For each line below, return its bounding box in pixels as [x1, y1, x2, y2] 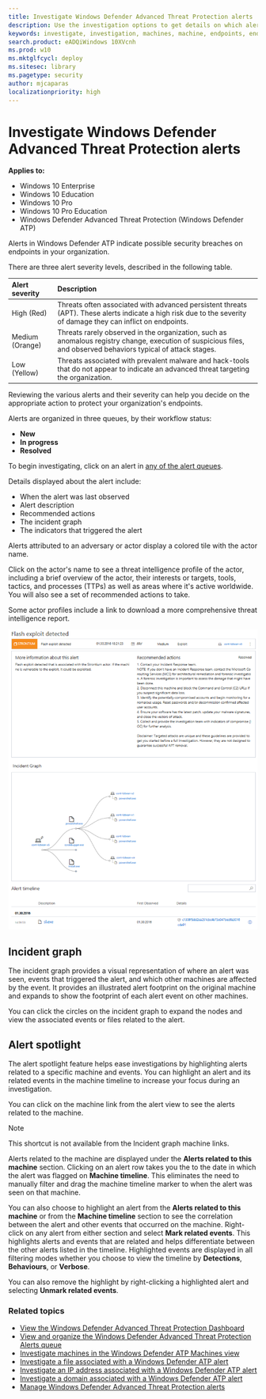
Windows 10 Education [19, 190, 95, 200]
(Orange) [11, 340, 42, 350]
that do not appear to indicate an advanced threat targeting [57, 364, 250, 374]
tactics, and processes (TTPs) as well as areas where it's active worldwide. [8, 582, 254, 591]
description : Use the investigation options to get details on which [8, 21, 243, 29]
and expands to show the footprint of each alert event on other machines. [8, 991, 249, 1001]
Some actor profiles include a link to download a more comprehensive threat [8, 606, 257, 615]
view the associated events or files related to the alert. [8, 1015, 185, 1025]
